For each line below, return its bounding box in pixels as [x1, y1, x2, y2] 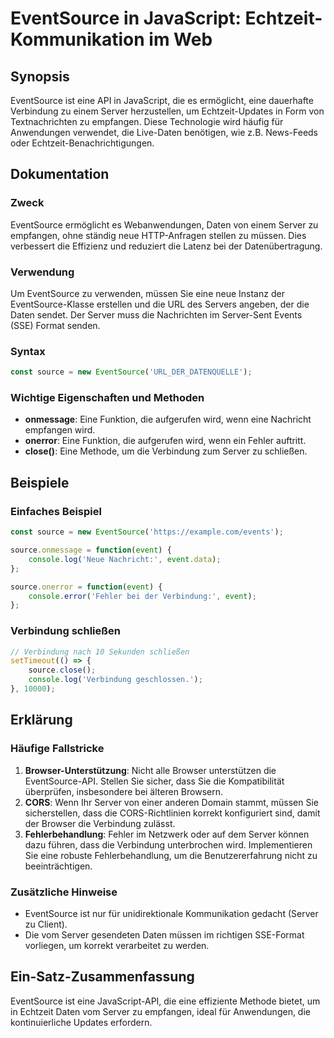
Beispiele [10, 474, 70, 491]
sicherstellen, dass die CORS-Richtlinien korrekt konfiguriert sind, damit [24, 807, 321, 819]
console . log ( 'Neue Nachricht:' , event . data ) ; [28, 554, 222, 564]
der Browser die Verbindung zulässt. [24, 817, 176, 829]
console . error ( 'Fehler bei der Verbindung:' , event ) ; [28, 591, 257, 601]
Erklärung [10, 712, 73, 729]
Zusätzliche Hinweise [10, 885, 118, 899]
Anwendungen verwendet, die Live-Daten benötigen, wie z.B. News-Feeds [10, 127, 319, 138]
